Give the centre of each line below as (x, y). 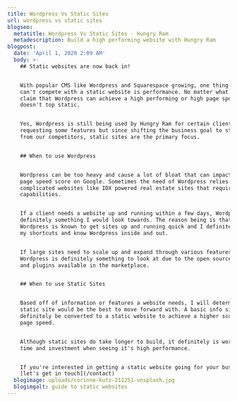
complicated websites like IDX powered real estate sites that (115, 188)
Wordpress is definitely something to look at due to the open (115, 258)
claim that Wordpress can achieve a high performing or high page (120, 98)
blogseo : (20, 27)
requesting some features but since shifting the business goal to (121, 131)
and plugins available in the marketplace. (85, 265)
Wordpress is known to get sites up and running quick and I (111, 227)
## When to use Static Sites (63, 284)
